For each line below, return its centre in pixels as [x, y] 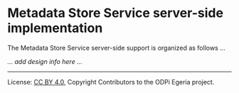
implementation [55, 28]
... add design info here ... [45, 61]
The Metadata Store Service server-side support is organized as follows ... [116, 48]
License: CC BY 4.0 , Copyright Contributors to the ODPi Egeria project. [111, 82]
